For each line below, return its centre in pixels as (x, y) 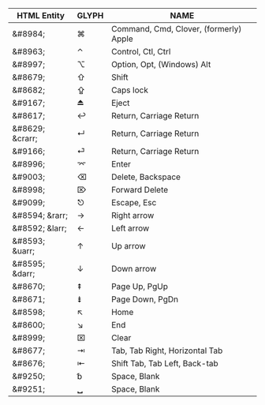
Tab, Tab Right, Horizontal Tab (167, 351)
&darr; (24, 274)
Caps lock (130, 90)
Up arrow (129, 246)
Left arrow (131, 228)
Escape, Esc (134, 202)
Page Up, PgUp (140, 286)
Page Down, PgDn (145, 299)
